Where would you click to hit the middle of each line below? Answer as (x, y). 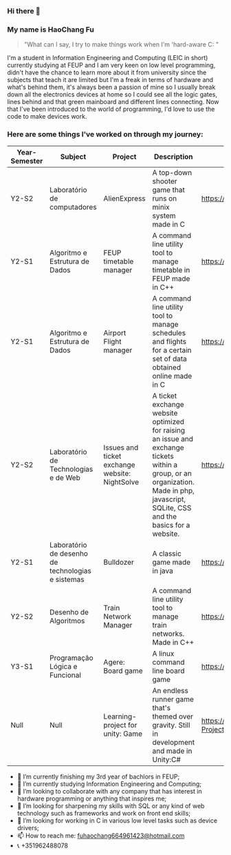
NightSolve (121, 482)
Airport (115, 332)
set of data (169, 359)
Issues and (121, 447)
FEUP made (171, 279)
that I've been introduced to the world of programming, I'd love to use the (111, 109)
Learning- (120, 716)
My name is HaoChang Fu (51, 29)
